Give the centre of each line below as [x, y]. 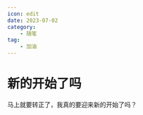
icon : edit [23, 14]
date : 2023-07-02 [33, 20]
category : [22, 27]
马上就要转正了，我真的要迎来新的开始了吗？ [72, 104]
